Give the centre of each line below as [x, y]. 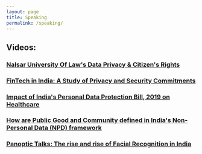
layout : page [23, 12]
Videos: [21, 47]
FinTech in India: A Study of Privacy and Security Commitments [101, 81]
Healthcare [23, 104]
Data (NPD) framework [68, 128]
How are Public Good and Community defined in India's [89, 120]
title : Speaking [27, 17]
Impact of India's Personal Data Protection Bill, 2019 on [88, 97]
